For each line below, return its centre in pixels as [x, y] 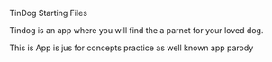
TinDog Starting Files [49, 13]
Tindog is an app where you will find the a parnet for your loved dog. [136, 30]
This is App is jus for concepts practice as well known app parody [131, 48]
